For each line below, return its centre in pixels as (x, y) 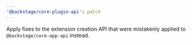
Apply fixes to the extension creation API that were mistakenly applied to (96, 29)
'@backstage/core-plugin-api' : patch (54, 12)
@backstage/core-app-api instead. (48, 35)
